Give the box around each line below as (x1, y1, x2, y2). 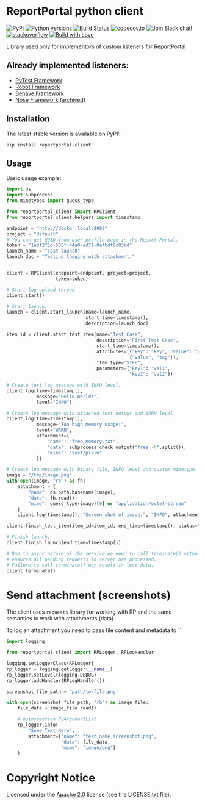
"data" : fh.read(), (28, 495, 78, 501)
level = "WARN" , (36, 427, 72, 434)
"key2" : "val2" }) (129, 371, 173, 378)
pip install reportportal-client (6, 142, 92, 148)
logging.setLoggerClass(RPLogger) (6, 661, 95, 667)
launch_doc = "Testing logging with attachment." (6, 254, 135, 260)
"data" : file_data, (60, 739, 111, 745)
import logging (6, 639, 45, 645)
